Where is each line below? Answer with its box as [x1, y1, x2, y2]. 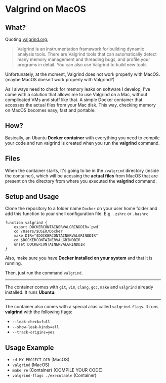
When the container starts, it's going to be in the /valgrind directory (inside [5, 167, 159, 173]
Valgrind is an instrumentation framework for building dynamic [17, 46, 145, 52]
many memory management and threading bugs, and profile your [17, 56, 150, 62]
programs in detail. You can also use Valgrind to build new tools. [17, 62, 148, 67]
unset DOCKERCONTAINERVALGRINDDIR [14, 242, 85, 247]
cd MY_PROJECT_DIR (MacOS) [12, 357, 70, 363]
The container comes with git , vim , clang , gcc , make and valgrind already [5, 284, 154, 290]
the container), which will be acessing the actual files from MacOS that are [5, 172, 158, 179]
